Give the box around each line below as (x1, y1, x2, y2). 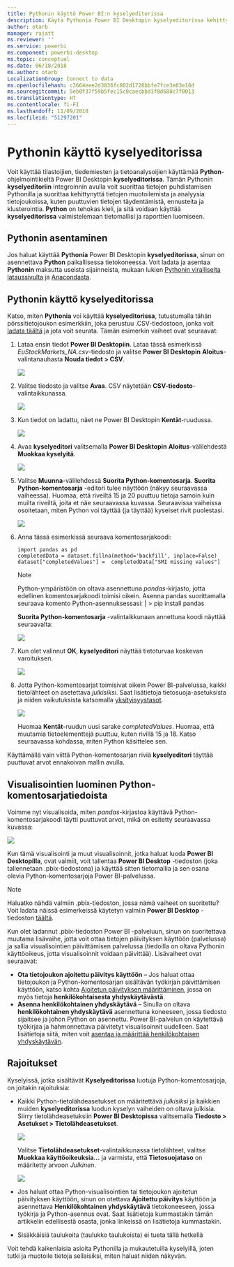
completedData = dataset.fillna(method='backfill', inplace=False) (17, 553, 217, 560)
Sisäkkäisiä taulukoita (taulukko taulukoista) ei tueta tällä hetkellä (17, 1231, 203, 1239)
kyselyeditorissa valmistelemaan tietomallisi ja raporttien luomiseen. (7, 212, 205, 220)
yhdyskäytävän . (17, 1037, 63, 1045)
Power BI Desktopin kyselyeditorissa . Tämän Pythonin (55, 175, 213, 183)
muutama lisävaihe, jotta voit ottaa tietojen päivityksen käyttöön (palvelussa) (7, 934, 226, 943)
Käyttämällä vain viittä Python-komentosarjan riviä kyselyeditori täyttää (7, 751, 214, 759)
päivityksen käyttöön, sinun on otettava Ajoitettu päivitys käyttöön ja (17, 1194, 217, 1203)
